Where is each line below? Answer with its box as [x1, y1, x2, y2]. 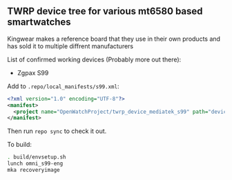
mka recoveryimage [7, 167, 60, 174]
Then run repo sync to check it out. [7, 127, 107, 135]
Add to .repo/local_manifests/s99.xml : [7, 82, 119, 90]
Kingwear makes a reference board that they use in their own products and [7, 34, 221, 43]
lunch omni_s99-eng [7, 160, 64, 168]
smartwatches [7, 17, 71, 28]
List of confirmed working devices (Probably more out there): [7, 55, 182, 63]
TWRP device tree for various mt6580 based [7, 6, 203, 17]
